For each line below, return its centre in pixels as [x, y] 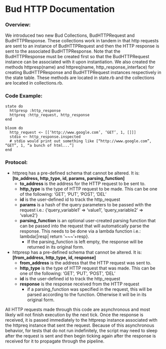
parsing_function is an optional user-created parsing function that [88, 221]
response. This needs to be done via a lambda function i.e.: [80, 231]
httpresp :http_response [35, 110]
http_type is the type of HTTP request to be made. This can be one [88, 189]
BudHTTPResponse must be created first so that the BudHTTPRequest [77, 57]
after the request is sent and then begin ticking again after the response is [81, 336]
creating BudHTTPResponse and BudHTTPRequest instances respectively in [83, 73]
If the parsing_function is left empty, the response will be [85, 242]
